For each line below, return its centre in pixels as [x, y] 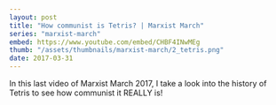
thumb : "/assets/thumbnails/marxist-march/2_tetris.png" [117, 50]
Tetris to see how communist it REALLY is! [86, 93]
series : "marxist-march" [55, 34]
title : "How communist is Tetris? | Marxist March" [106, 26]
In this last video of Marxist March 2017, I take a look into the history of [138, 83]
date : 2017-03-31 [41, 58]
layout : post [33, 17]
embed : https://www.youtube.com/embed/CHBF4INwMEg [105, 42]
